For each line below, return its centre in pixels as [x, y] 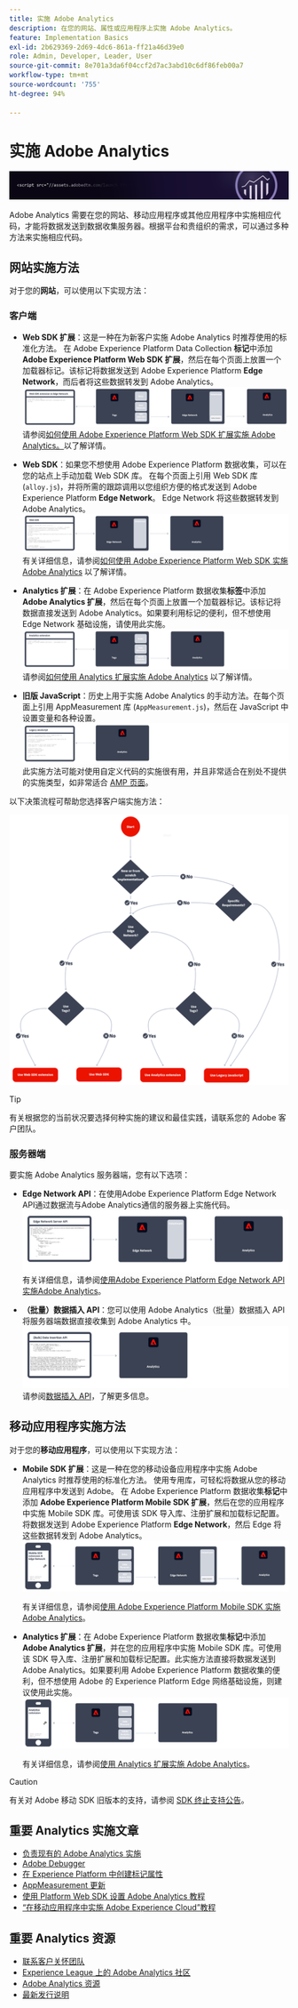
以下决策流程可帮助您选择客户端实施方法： [87, 801]
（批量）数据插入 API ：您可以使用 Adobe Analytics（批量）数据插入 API [153, 1309]
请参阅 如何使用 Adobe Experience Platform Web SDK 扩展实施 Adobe [149, 434]
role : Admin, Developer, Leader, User [81, 56]
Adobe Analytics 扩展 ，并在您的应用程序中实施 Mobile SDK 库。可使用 [152, 1648]
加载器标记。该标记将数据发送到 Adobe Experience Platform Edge [142, 370]
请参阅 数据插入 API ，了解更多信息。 [88, 1395]
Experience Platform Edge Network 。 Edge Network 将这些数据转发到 [150, 497]
